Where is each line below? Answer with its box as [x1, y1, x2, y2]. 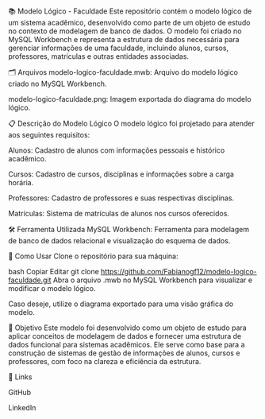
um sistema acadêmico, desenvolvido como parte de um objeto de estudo [8, 18, 251, 27]
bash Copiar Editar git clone [8, 267, 99, 276]
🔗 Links [8, 372, 33, 382]
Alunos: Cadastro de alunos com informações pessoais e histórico [8, 145, 225, 155]
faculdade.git [8, 275, 52, 285]
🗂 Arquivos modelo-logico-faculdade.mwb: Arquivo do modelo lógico [8, 68, 238, 77]
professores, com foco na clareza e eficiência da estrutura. [8, 357, 202, 366]
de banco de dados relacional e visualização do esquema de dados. [8, 236, 231, 245]
